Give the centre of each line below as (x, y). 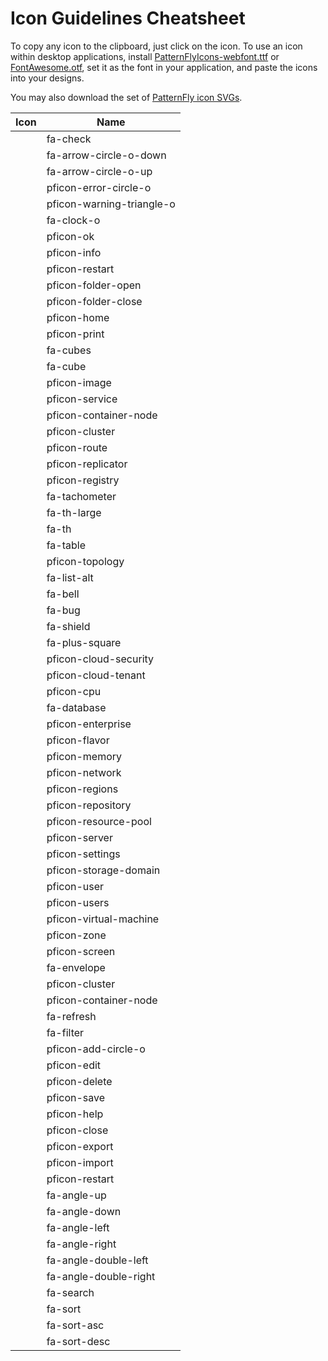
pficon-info (74, 252)
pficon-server (79, 837)
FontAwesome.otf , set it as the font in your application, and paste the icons (164, 67)
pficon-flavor (78, 740)
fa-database (76, 707)
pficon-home (78, 317)
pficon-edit (74, 1065)
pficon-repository (89, 805)
